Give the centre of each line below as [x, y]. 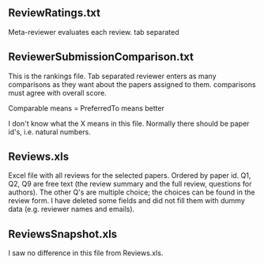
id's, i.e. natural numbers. [49, 132]
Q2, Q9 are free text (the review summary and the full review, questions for [130, 184]
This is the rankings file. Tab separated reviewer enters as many [112, 76]
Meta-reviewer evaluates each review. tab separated [94, 32]
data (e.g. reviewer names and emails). [72, 209]
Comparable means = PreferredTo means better [86, 108]
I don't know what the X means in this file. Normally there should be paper [129, 123]
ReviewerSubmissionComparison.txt [101, 57]
